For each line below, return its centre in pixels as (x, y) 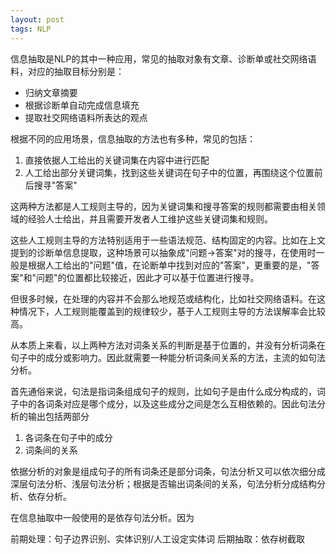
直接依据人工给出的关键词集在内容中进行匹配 (117, 160)
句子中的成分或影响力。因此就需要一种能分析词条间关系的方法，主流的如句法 (168, 357)
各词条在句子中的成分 (68, 437)
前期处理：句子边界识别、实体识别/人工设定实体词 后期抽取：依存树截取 (157, 538)
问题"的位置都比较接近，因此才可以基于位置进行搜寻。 (148, 277)
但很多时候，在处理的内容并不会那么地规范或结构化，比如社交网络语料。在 (163, 298)
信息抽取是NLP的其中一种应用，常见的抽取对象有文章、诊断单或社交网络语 (163, 58)
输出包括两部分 (58, 416)
